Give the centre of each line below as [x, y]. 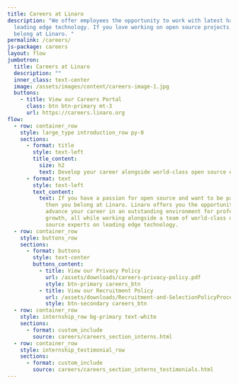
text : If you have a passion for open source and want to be [131, 198]
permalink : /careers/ [39, 40]
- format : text [49, 179]
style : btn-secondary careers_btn [96, 304]
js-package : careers [38, 47]
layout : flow [27, 54]
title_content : [55, 159]
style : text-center [62, 258]
